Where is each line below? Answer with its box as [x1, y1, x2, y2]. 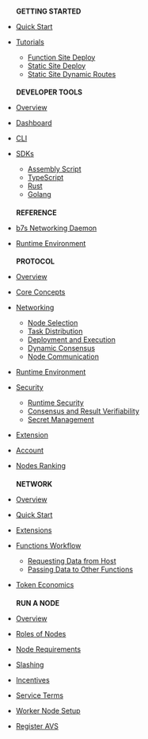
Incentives [15, 675, 50, 684]
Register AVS [15, 721, 59, 730]
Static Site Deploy [27, 60, 86, 71]
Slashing [15, 660, 44, 669]
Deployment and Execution [27, 335, 116, 344]
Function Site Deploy [27, 52, 96, 62]
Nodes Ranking [15, 461, 66, 471]
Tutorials [15, 37, 45, 47]
